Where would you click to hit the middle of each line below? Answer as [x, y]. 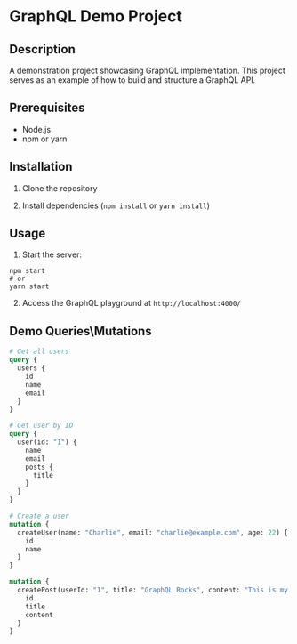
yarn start [29, 286]
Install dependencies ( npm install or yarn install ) [116, 205]
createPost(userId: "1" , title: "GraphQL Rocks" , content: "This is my [153, 590]
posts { [39, 467]
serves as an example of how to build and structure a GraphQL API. [132, 80]
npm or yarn [44, 139]
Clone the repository [60, 188]
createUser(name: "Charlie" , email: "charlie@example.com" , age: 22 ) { [153, 532]
